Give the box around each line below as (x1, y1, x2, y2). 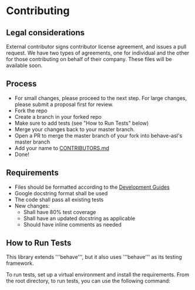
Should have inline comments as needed (23, 221, 122, 228)
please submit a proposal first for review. (14, 101, 113, 108)
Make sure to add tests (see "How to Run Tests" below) (14, 119, 149, 126)
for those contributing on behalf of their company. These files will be (6, 56, 172, 62)
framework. (6, 260, 34, 267)
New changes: (14, 202, 50, 209)
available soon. (6, 62, 43, 69)
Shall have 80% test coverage (23, 208, 96, 215)
